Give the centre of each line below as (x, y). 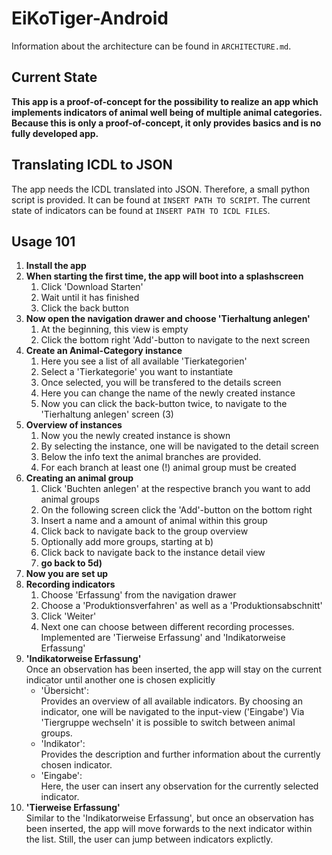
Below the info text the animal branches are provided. (151, 457)
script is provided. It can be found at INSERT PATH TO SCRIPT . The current (161, 199)
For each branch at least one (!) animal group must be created (168, 468)
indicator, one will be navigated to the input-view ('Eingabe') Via (172, 712)
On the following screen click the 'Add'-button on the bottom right (176, 510)
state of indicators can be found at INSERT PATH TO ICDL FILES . (141, 210)
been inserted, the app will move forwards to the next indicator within (169, 829)
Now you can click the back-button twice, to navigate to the (164, 404)
